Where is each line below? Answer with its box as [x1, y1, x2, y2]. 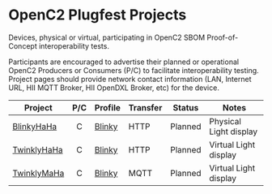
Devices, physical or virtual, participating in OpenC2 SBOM [8, 32, 206, 42]
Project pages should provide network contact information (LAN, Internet [8, 74, 252, 84]
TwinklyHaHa [12, 144, 63, 155]
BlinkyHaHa [12, 120, 57, 131]
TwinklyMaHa [12, 167, 65, 179]
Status [172, 101, 199, 113]
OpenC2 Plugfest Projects [8, 6, 187, 24]
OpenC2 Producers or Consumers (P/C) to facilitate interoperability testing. [8, 65, 259, 75]
